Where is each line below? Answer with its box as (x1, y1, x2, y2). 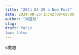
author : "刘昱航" (5, 16, 39, 21)
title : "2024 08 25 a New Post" (5, 7, 72, 12)
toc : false (5, 30, 28, 35)
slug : (5, 21, 16, 26)
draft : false (5, 26, 32, 31)
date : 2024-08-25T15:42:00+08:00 (5, 12, 75, 17)
